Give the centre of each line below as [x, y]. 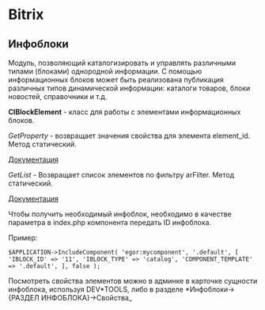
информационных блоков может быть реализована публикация [116, 80]
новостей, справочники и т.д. [58, 96]
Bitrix [26, 15]
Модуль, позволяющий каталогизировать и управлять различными [122, 63]
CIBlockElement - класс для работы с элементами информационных [125, 112]
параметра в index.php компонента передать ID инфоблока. [110, 222]
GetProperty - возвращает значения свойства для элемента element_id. [129, 136]
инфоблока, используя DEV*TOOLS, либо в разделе [96, 289]
